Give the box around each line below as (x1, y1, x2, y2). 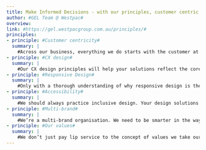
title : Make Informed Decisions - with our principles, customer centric (6, 9, 199, 15)
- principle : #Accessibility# (6, 89, 84, 95)
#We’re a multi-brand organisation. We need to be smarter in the (17, 117, 191, 123)
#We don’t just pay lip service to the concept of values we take (17, 134, 191, 141)
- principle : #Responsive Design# (6, 72, 95, 78)
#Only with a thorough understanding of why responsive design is (17, 83, 191, 89)
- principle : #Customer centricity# (6, 37, 100, 43)
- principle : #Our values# (6, 123, 75, 129)
